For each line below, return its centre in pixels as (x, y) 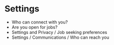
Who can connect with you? (40, 22)
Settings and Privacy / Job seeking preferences (59, 32)
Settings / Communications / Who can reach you (60, 37)
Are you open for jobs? (35, 27)
